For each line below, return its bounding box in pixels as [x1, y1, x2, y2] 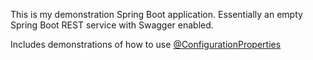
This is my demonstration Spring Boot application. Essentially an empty [10, 9, 303, 20]
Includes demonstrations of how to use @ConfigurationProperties [10, 39, 282, 50]
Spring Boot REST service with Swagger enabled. [10, 19, 214, 31]
